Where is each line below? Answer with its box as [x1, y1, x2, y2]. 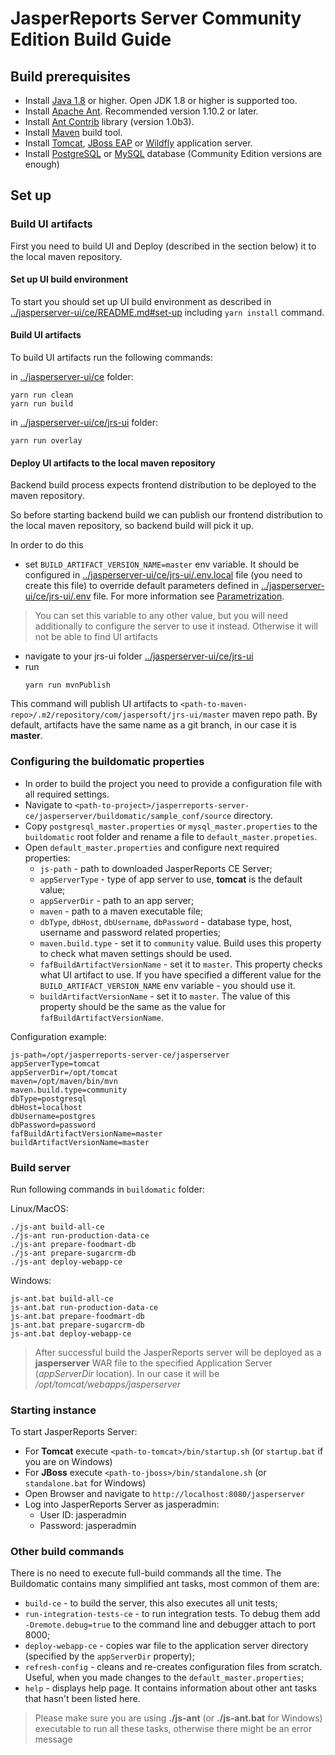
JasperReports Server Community [10, 7, 302, 30]
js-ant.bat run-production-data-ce [10, 1302, 159, 1312]
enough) [24, 158, 60, 170]
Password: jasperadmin [39, 1520, 137, 1532]
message [34, 1733, 73, 1746]
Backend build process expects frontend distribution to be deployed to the [10, 479, 317, 491]
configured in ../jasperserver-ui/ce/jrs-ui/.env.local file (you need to [24, 569, 303, 581]
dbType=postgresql [10, 1093, 87, 1104]
